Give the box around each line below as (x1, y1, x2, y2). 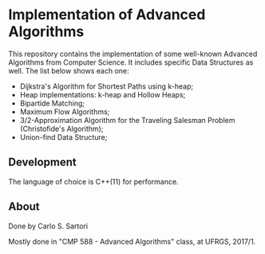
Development (8, 156, 77, 169)
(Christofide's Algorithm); (19, 124, 104, 133)
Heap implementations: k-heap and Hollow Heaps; (19, 89, 186, 99)
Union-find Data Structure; (19, 132, 108, 141)
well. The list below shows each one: (8, 65, 129, 75)
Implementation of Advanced (8, 6, 206, 24)
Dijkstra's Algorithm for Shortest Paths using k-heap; (19, 81, 194, 91)
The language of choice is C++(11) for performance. (8, 177, 179, 186)
